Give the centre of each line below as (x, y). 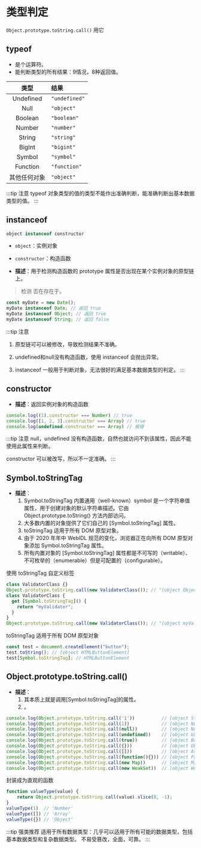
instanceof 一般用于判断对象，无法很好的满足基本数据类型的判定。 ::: (100, 370)
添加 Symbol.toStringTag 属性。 (68, 545)
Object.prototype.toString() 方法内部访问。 (76, 515)
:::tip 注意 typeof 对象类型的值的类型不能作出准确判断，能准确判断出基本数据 (100, 193)
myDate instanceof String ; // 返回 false (58, 320)
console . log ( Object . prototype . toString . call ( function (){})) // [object (97, 757)
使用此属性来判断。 (30, 446)
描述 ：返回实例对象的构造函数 (51, 404)
